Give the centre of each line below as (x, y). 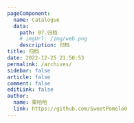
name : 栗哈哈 (30, 102)
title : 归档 (23, 52)
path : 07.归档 (38, 32)
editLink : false (30, 90)
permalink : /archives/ (40, 64)
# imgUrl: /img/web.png (54, 39)
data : (21, 26)
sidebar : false (29, 70)
